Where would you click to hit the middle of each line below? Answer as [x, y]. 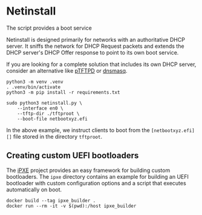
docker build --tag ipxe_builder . [51, 200]
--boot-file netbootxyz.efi [52, 119]
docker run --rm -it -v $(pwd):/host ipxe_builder [71, 206]
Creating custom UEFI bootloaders [73, 156]
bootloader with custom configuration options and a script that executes [96, 183]
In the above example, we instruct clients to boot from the [78, 130]
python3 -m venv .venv [35, 82]
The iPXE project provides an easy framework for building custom [88, 170]
